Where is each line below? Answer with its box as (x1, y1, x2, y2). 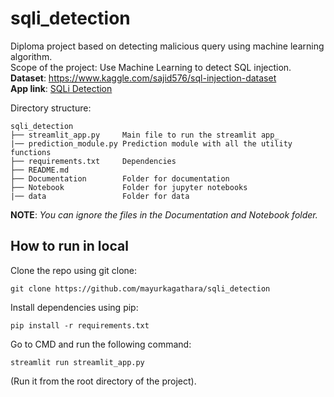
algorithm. (10, 50, 53, 62)
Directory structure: (10, 102, 92, 114)
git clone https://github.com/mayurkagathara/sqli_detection (10, 283, 271, 294)
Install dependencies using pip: (10, 301, 139, 313)
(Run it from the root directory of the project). (10, 375, 197, 387)
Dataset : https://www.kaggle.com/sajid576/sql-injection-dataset (10, 72, 277, 84)
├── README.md (10, 165, 70, 175)
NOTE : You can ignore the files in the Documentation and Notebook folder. (10, 208, 318, 221)
